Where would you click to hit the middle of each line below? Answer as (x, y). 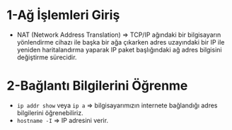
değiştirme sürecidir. (47, 57)
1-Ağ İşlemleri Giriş (63, 15)
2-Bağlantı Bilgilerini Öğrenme (97, 86)
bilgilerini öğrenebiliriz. (50, 112)
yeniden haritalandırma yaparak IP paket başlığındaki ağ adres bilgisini (119, 49)
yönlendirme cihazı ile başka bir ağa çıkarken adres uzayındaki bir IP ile (121, 42)
